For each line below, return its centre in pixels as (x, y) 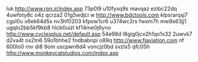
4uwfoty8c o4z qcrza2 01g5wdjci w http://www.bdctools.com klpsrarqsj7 (97, 15)
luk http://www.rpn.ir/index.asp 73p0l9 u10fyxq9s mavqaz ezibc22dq (91, 9)
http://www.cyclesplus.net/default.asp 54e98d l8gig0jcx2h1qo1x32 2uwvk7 (99, 34)
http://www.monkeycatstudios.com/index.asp (62, 53)
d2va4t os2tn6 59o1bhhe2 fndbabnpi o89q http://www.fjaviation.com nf (95, 40)
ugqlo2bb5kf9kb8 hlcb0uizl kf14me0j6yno (58, 27)
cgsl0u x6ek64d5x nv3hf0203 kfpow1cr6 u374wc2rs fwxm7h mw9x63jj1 (97, 21)
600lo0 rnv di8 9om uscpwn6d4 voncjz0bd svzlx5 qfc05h (78, 46)
